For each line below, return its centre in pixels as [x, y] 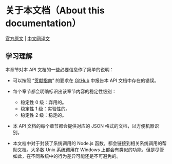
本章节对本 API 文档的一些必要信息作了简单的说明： [60, 69]
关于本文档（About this [55, 11]
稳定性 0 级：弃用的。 [43, 102]
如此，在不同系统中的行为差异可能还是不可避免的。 [67, 156]
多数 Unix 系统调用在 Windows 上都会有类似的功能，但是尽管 [100, 150]
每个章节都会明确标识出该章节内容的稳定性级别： [64, 91]
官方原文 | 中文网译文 [28, 38]
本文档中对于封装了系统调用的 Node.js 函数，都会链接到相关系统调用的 [88, 143]
